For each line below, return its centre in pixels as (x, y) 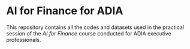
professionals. (24, 40)
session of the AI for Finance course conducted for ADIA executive (89, 33)
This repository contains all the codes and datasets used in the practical (95, 27)
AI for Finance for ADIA (65, 11)
